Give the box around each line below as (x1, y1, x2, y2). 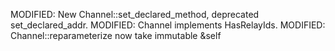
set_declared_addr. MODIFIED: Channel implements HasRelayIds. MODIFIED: (10, 19, 326, 31)
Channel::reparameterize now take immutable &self (10, 30, 222, 41)
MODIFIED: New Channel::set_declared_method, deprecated (10, 9, 260, 20)
